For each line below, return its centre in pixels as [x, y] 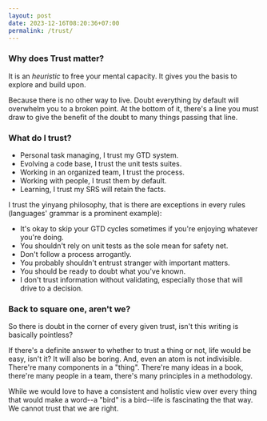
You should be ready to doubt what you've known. [103, 271]
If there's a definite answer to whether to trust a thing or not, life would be [130, 351]
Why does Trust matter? [56, 58]
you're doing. [42, 237]
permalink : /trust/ [41, 30]
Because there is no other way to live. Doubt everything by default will [124, 100]
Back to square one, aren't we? [70, 309]
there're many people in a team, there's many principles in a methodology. [131, 376]
